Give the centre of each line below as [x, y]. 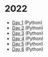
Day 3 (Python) [27, 33]
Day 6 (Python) [27, 49]
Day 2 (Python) [27, 27]
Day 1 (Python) [27, 22]
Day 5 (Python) [27, 43]
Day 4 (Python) [27, 38]
